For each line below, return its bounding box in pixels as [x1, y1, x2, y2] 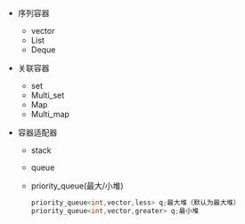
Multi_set [30, 90, 65, 100]
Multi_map [30, 109, 69, 119]
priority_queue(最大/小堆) [30, 180, 124, 191]
